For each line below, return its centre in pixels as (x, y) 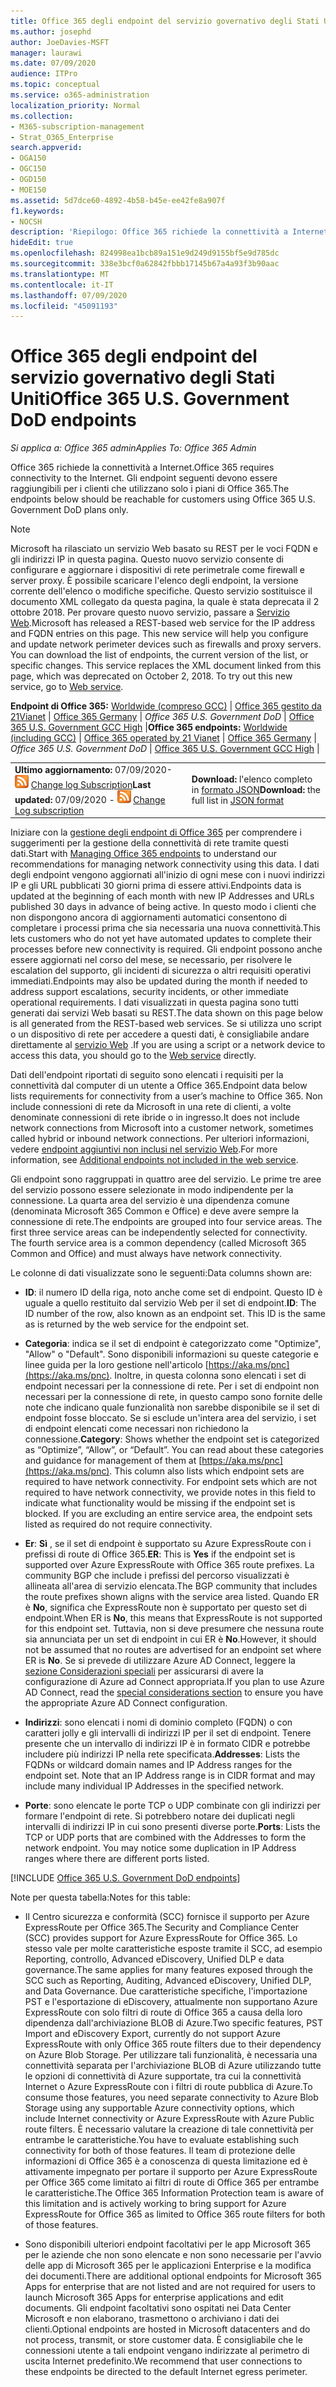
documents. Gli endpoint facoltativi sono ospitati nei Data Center (158, 2308)
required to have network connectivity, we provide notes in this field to (170, 1492)
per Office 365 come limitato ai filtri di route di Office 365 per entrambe (172, 2182)
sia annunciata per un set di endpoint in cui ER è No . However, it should (170, 1639)
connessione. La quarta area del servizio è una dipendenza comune (150, 1201)
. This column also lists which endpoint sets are (207, 1471)
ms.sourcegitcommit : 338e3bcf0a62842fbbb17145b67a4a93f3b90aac (145, 264)
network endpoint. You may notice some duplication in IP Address (160, 1848)
